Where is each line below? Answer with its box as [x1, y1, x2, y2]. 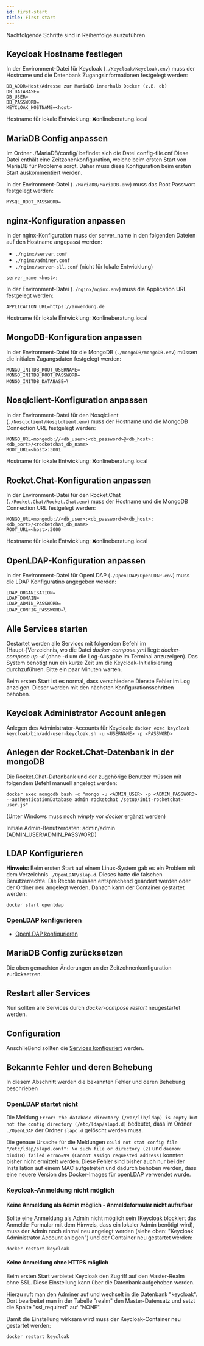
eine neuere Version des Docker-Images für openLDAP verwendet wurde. [6, 1171, 191, 1179]
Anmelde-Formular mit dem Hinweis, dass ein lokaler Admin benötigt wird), [6, 1221, 195, 1228]
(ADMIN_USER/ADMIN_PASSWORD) [6, 831, 97, 838]
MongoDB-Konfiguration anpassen [6, 333, 142, 343]
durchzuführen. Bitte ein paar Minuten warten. [6, 666, 122, 673]
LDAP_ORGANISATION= [6, 590, 56, 596]
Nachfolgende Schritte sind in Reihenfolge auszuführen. [6, 31, 147, 38]
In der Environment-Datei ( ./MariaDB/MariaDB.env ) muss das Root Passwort [6, 181, 195, 188]
